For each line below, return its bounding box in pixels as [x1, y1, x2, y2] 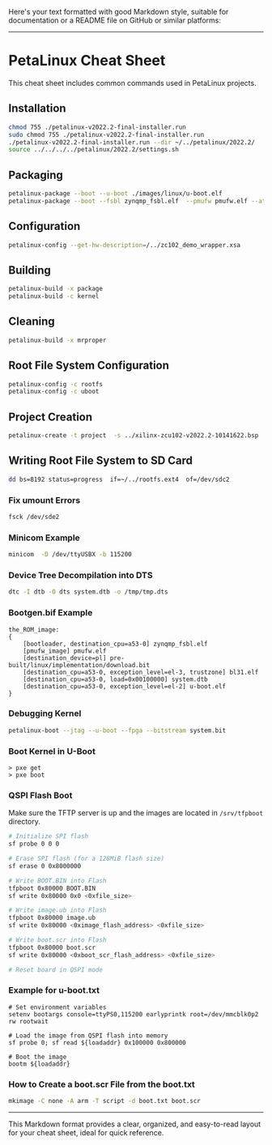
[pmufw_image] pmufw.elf [23, 647, 107, 655]
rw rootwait [8, 1017, 49, 1025]
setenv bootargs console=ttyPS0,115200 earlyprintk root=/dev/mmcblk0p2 [8, 1010, 259, 1019]
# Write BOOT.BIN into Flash [8, 876, 107, 885]
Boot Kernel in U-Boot [8, 745, 96, 756]
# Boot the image [8, 1053, 67, 1061]
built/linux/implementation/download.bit [8, 661, 151, 669]
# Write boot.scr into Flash [8, 936, 107, 944]
